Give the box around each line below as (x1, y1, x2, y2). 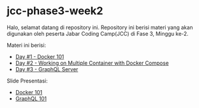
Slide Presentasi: (7, 77, 48, 84)
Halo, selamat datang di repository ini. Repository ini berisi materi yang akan (7, 24, 193, 31)
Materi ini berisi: (7, 42, 46, 49)
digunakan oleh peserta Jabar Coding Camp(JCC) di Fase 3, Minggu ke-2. (7, 30, 189, 37)
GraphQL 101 (15, 95, 47, 102)
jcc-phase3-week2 (7, 4, 103, 18)
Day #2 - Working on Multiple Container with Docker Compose (15, 59, 169, 66)
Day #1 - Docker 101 (15, 53, 64, 60)
